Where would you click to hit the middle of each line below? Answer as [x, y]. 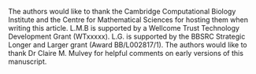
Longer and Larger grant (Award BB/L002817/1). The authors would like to [128, 45]
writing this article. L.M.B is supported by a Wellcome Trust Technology [124, 28]
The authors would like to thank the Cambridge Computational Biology [122, 11]
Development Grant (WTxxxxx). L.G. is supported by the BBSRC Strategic [127, 36]
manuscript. [28, 61]
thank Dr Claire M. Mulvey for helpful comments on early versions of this [126, 53]
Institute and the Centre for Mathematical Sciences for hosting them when [128, 20]
